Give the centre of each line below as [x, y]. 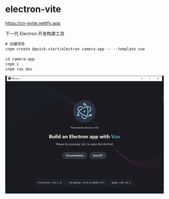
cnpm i [12, 64]
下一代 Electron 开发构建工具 [35, 33]
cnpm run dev [19, 69]
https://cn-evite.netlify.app [33, 23]
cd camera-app [20, 59]
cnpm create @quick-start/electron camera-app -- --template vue [75, 49]
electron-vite [33, 9]
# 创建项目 [15, 44]
